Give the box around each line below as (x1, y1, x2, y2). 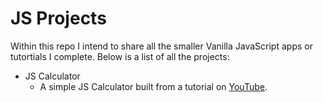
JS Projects (10, 7, 107, 30)
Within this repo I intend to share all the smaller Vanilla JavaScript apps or (10, 40, 313, 52)
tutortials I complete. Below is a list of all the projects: (10, 50, 230, 62)
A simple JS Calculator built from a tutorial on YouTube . (39, 80, 268, 92)
